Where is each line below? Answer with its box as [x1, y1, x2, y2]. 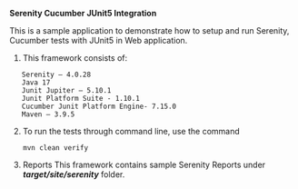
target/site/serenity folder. [22, 169, 125, 180]
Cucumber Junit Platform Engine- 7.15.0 [21, 102, 177, 111]
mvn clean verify [22, 144, 89, 153]
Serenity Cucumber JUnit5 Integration [9, 8, 157, 18]
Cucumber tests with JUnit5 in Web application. [9, 35, 188, 45]
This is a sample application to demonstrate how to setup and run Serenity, [9, 25, 290, 35]
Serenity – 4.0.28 [21, 70, 92, 79]
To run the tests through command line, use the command [22, 126, 241, 136]
